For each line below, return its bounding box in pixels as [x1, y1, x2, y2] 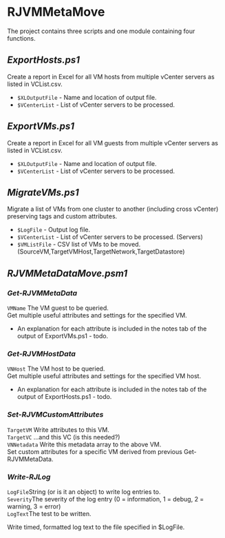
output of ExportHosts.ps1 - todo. [17, 393, 112, 401]
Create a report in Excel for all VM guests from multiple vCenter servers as [7, 138, 219, 147]
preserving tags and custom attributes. [7, 212, 118, 220]
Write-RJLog [7, 472, 51, 482]
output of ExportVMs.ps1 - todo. [17, 332, 109, 340]
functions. [7, 34, 36, 42]
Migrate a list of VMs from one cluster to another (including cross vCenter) [7, 205, 219, 214]
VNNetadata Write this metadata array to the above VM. [7, 440, 162, 448]
